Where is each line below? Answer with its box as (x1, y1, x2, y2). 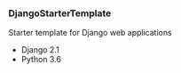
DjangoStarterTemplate (8, 7, 112, 20)
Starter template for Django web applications (8, 28, 172, 38)
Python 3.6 (20, 54, 61, 65)
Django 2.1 (20, 45, 59, 55)
